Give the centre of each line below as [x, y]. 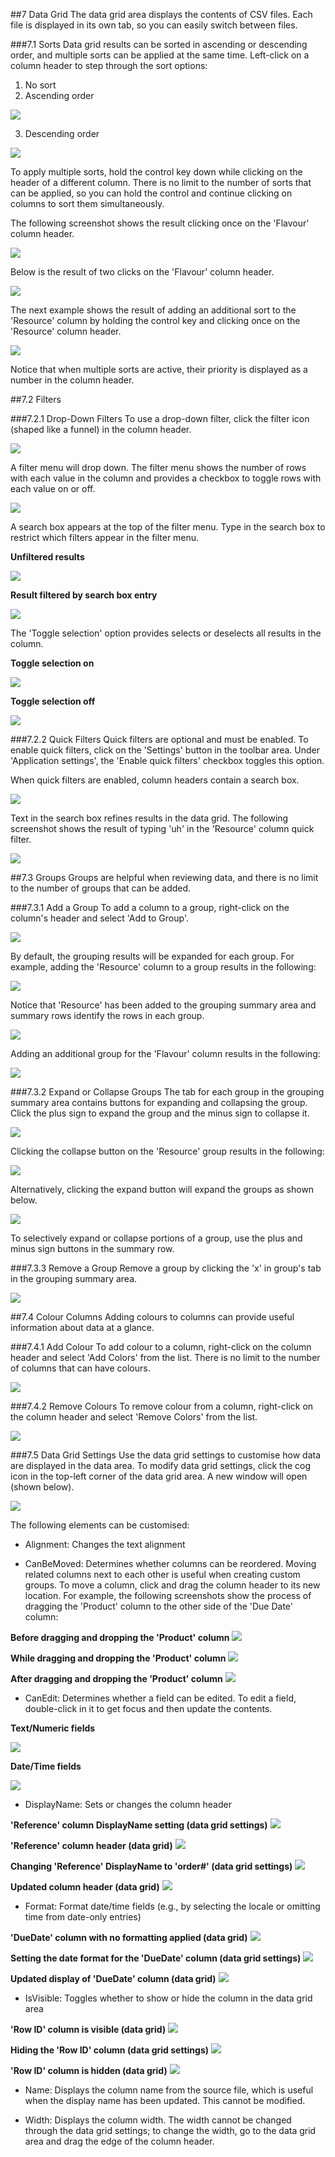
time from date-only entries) [83, 1917]
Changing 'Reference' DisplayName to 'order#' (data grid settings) [151, 1866]
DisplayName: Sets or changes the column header [128, 1804]
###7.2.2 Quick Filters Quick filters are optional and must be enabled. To [159, 739]
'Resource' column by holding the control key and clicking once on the [155, 320]
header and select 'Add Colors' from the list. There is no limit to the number [165, 1357]
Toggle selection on [52, 663]
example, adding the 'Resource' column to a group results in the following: [163, 967]
